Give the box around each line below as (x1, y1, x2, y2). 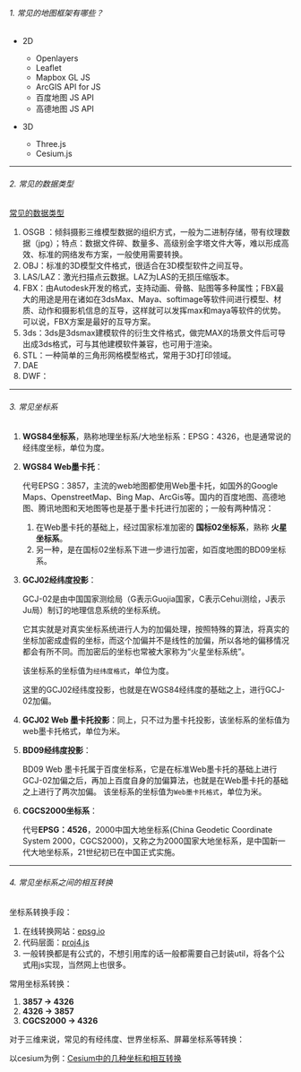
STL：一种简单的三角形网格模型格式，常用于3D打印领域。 (21, 350, 236, 361)
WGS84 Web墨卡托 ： (21, 461, 103, 471)
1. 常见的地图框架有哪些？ (9, 7, 104, 18)
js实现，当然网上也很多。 (38, 959, 132, 970)
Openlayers (35, 53, 79, 64)
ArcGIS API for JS (35, 82, 101, 92)
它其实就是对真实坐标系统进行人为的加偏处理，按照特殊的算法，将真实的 (21, 623, 289, 635)
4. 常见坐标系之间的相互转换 (9, 877, 114, 888)
